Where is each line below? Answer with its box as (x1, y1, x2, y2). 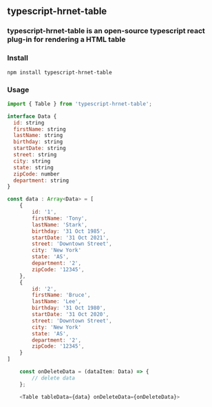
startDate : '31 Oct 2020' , (32, 311, 109, 318)
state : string (13, 164, 54, 171)
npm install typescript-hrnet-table (7, 69, 112, 76)
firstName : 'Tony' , (32, 215, 88, 222)
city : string (13, 158, 51, 165)
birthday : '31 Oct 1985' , (32, 227, 107, 235)
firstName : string (13, 125, 67, 133)
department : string (13, 177, 70, 184)
